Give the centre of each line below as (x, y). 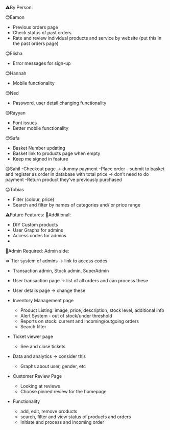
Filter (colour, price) (33, 199)
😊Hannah (16, 73)
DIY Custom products (35, 225)
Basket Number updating (39, 148)
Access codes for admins (39, 235)
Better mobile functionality (41, 128)
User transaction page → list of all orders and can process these (80, 280)
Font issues (25, 123)
